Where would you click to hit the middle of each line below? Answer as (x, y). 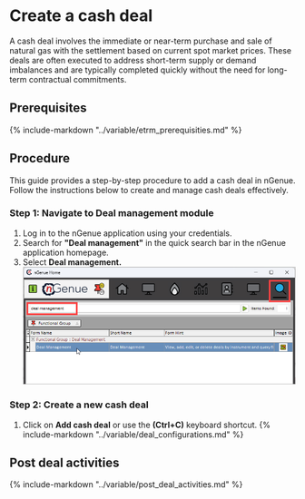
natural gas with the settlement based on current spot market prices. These (151, 50)
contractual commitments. (78, 79)
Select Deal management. (72, 262)
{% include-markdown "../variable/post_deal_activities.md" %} (126, 484)
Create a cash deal (81, 16)
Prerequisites (48, 108)
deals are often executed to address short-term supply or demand (133, 60)
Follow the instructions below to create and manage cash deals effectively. (149, 190)
